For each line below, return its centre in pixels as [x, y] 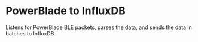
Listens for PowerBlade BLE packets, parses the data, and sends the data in [99, 27]
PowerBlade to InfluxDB [66, 11]
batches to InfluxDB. [31, 33]
